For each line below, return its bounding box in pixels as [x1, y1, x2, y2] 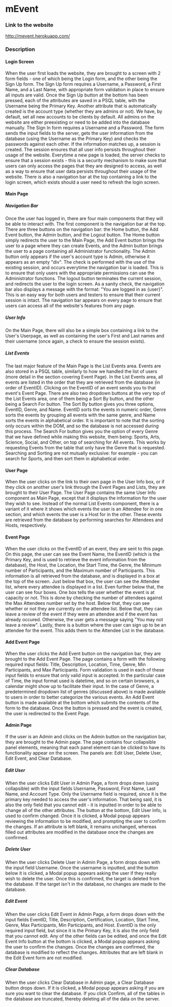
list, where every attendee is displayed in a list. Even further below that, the [5, 583, 164, 590]
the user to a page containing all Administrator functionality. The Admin [5, 248, 156, 254]
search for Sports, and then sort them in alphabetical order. [5, 456, 131, 462]
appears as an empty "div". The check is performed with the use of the [5, 259, 155, 265]
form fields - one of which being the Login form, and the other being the [5, 75, 158, 82]
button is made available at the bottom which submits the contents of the [5, 699, 159, 705]
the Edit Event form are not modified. [5, 955, 83, 961]
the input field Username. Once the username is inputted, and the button [5, 864, 159, 871]
